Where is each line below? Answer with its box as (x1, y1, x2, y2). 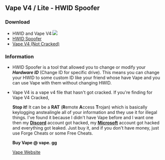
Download (5, 19, 31, 26)
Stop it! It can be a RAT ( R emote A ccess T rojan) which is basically (12, 104, 148, 110)
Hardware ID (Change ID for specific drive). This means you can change (12, 69, 160, 75)
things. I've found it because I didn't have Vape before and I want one (12, 114, 154, 120)
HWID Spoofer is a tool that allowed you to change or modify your (12, 64, 146, 70)
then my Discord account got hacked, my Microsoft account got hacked (12, 120, 160, 126)
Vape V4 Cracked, (12, 94, 49, 100)
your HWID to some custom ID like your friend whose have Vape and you (12, 75, 160, 80)
